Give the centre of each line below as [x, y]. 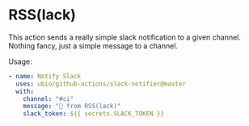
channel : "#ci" [49, 99]
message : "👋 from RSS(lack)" [72, 107]
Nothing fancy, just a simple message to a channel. [93, 45]
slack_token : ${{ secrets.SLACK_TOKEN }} [93, 114]
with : [25, 91]
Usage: [20, 61]
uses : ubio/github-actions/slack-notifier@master [101, 84]
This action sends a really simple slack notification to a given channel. [124, 37]
